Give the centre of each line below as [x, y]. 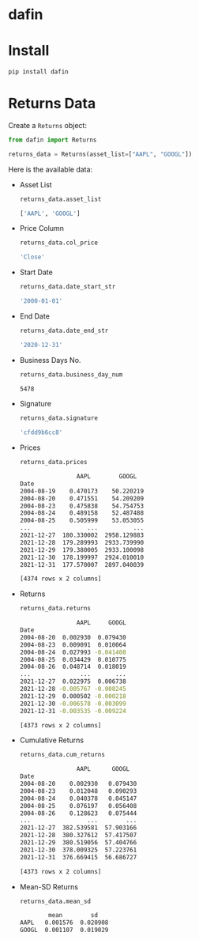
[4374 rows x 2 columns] [60, 579]
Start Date [36, 272]
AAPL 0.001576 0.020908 [64, 923]
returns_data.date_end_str [64, 330]
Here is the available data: [51, 169]
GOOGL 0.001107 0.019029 [64, 931]
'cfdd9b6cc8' [41, 432]
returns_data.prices [53, 462]
